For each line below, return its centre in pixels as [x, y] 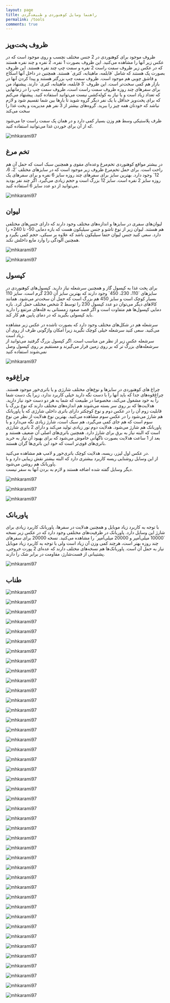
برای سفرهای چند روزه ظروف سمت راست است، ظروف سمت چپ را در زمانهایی [83, 89]
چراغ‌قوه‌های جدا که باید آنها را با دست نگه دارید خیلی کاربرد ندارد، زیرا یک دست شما [85, 395]
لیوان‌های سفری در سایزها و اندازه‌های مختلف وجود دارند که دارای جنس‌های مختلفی [84, 223]
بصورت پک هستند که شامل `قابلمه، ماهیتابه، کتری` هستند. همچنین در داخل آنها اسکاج [86, 73]
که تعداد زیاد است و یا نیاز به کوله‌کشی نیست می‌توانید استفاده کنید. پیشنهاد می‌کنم [83, 95]
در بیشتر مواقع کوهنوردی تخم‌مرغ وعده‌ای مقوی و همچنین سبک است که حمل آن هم [84, 164]
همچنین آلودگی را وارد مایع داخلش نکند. [43, 240]
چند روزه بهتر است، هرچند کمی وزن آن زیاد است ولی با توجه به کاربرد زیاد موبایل [82, 543]
